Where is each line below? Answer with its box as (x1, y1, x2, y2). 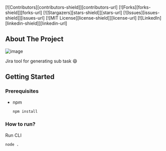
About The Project (5, 35, 64, 43)
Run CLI (5, 132, 22, 138)
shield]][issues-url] (5, 15, 45, 21)
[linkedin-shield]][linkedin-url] (5, 20, 67, 26)
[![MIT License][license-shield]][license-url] (46, 15, 137, 21)
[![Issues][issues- (123, 10, 160, 16)
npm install (12, 109, 38, 114)
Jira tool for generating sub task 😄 (5, 58, 77, 64)
